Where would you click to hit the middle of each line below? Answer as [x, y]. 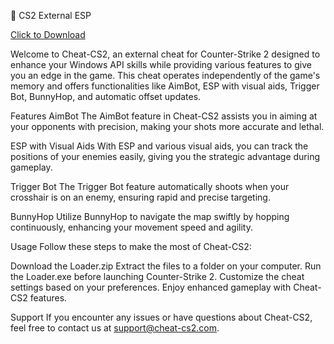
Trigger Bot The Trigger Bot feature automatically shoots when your [150, 186]
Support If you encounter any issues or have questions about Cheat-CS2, [161, 317]
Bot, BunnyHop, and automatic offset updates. [106, 96]
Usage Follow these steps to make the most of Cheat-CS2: [131, 246]
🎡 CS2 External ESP [51, 15]
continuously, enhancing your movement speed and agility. [131, 227]
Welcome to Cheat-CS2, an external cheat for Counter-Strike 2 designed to [165, 54]
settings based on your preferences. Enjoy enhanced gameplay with [151, 287]
